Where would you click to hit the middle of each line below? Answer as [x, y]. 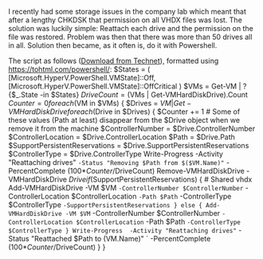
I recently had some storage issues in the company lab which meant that [128, 12]
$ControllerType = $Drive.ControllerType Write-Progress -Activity [116, 154]
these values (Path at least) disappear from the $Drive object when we [124, 120]
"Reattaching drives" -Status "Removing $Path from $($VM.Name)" [116, 162]
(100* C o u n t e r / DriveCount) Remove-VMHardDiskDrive [156, 171]
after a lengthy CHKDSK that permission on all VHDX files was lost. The [126, 20]
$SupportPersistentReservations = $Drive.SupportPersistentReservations [129, 145]
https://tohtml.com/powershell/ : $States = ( [79, 69]
